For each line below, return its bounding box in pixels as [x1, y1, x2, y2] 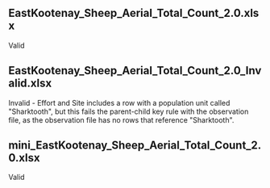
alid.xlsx [8, 77, 52, 90]
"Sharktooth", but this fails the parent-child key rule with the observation [8, 107, 249, 116]
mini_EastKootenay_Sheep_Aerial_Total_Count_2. [8, 139, 262, 152]
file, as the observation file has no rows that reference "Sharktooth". [8, 115, 235, 124]
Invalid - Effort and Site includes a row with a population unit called [8, 98, 231, 107]
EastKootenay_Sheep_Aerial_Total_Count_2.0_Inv [8, 64, 262, 77]
